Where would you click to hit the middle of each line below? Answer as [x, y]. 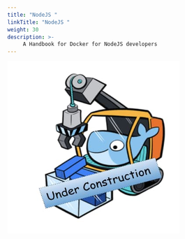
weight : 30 [23, 29]
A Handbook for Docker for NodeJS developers [90, 44]
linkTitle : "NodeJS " [39, 22]
